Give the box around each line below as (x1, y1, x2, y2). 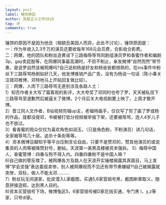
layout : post (5, 7, 32, 12)
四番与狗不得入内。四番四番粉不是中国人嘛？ (35, 152, 127, 157)
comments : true (5, 26, 37, 31)
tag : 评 (5, 21, 20, 26)
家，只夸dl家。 (5, 195, 35, 201)
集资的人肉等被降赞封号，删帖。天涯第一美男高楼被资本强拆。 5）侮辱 (5, 145, 148, 151)
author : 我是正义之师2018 (5, 16, 55, 21)
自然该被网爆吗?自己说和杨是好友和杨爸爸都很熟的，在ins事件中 (26, 65, 157, 71)
